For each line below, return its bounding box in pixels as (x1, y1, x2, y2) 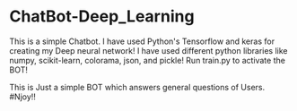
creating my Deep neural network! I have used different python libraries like (9, 45, 288, 55)
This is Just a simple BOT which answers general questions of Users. (9, 81, 266, 92)
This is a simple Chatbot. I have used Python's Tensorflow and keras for (9, 36, 275, 47)
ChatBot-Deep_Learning (9, 6, 195, 27)
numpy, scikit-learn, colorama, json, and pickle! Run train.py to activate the (9, 55, 285, 65)
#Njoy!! (9, 91, 36, 102)
